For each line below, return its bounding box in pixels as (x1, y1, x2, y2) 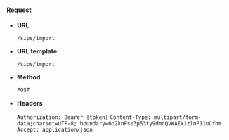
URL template (16, 47, 58, 56)
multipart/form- (153, 114, 202, 121)
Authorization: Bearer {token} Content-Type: (16, 114, 152, 121)
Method (16, 73, 41, 82)
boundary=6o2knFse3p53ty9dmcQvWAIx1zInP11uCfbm (79, 120, 222, 127)
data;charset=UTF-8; (16, 120, 77, 127)
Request (6, 6, 32, 14)
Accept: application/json (16, 127, 93, 134)
